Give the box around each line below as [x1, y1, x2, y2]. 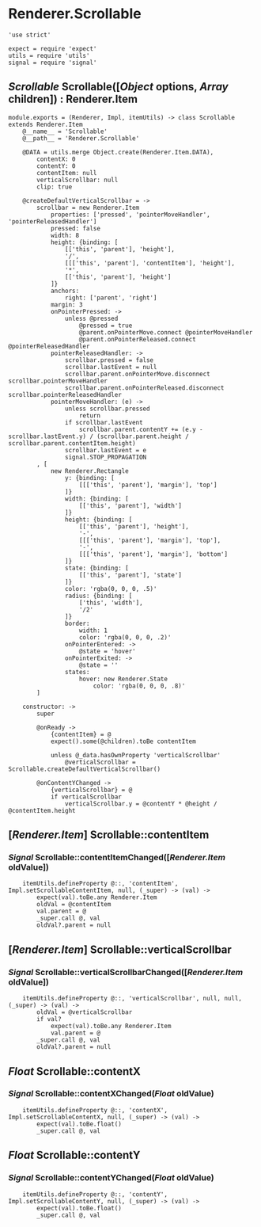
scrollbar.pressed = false [64, 356, 154, 364]
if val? [36, 1016, 62, 1023]
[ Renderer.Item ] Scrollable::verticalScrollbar [8, 943, 232, 956]
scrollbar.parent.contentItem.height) [8, 439, 136, 448]
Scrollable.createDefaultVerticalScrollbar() [8, 765, 161, 773]
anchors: [50, 287, 80, 295]
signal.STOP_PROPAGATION [64, 453, 147, 461]
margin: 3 [50, 300, 83, 309]
